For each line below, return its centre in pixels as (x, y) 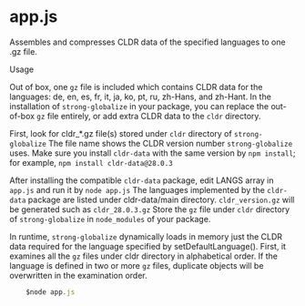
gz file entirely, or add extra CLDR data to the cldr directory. (148, 116)
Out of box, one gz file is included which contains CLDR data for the (136, 87)
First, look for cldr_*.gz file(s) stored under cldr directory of (121, 133)
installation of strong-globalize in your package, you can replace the (139, 106)
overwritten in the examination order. (78, 275)
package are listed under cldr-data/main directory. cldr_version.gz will (161, 199)
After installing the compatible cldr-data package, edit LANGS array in (142, 180)
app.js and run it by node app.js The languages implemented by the (137, 189)
